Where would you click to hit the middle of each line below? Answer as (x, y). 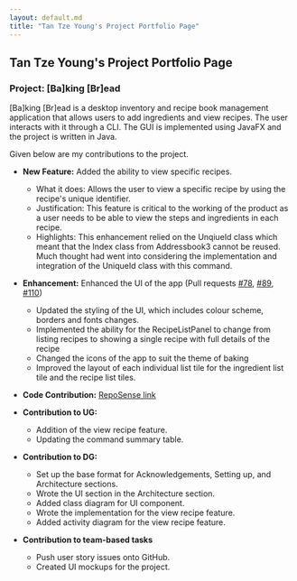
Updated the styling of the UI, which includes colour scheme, (150, 310)
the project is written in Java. (63, 137)
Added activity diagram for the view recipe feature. (130, 522)
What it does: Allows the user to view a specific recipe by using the (161, 189)
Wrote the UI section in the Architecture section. (125, 493)
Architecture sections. (77, 484)
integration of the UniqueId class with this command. (134, 266)
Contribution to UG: (60, 412)
